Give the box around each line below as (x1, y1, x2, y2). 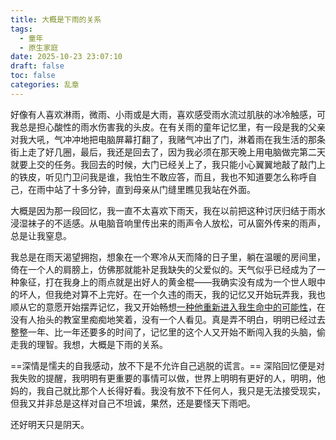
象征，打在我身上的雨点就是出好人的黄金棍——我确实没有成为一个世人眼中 (18, 276, 326, 288)
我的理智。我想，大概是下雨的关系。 (18, 338, 168, 350)
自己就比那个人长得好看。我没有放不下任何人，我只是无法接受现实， (44, 384, 326, 396)
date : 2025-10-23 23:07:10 (10, 52, 123, 62)
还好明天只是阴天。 (10, 418, 90, 430)
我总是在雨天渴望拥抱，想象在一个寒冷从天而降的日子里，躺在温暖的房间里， (10, 251, 326, 263)
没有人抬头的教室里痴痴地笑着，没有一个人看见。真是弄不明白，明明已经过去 (10, 313, 326, 325)
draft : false (10, 61, 65, 71)
